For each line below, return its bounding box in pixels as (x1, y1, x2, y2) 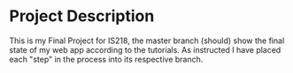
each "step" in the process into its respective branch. (9, 54, 204, 64)
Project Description (9, 6, 155, 26)
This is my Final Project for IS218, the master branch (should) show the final (9, 35, 285, 46)
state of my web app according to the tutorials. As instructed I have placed (9, 44, 281, 55)
